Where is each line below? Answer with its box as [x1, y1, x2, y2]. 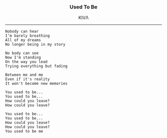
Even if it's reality [5, 77, 50, 82]
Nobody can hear [5, 29, 39, 34]
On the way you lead [5, 60, 48, 65]
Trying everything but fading [5, 64, 68, 69]
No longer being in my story [5, 42, 66, 47]
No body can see [5, 51, 39, 56]
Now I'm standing [5, 55, 41, 60]
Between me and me [5, 72, 43, 77]
